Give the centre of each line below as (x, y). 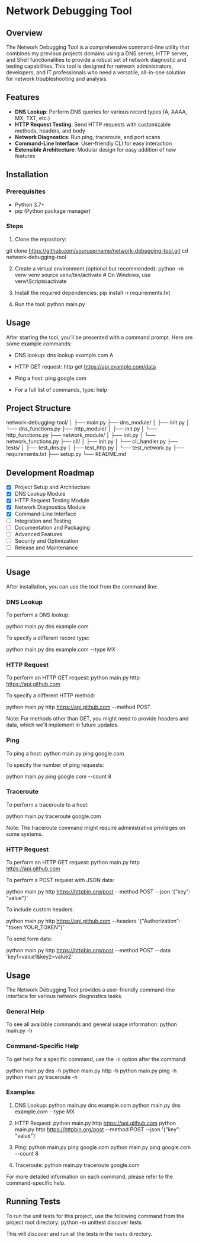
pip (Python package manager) (53, 211)
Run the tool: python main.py (50, 304)
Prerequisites (26, 191)
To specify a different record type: (48, 638)
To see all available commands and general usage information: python (92, 1024)
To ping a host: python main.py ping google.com (65, 753)
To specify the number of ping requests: (55, 764)
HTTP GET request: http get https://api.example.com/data (85, 366)
